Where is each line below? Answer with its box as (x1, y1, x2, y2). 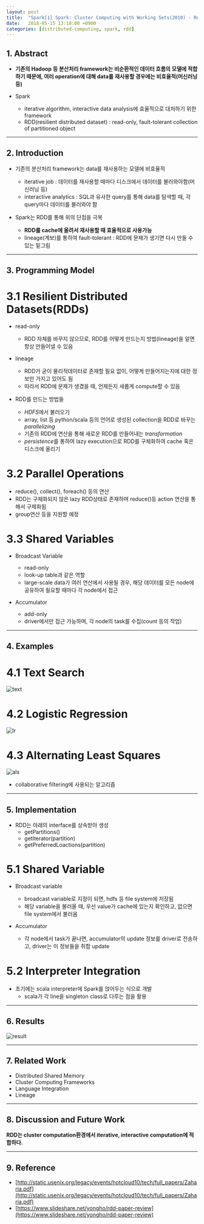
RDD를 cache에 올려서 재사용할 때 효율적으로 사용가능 (24, 226, 152, 234)
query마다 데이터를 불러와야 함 (24, 200, 98, 208)
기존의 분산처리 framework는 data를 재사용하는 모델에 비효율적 (15, 165, 166, 172)
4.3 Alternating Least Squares (6, 748, 161, 762)
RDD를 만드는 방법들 (15, 395, 64, 403)
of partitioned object (24, 125, 76, 132)
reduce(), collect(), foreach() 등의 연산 (15, 488, 109, 495)
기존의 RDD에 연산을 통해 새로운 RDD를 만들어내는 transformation (24, 430, 183, 437)
